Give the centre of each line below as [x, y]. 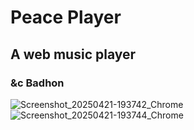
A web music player [73, 54]
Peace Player [66, 17]
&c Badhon [37, 83]
